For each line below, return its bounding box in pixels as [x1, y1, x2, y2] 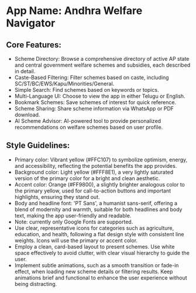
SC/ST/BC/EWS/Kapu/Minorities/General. [14, 80, 115, 87]
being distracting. [14, 280, 57, 287]
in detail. [14, 68, 36, 74]
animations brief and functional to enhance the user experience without [14, 274, 187, 281]
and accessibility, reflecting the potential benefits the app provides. [14, 162, 177, 169]
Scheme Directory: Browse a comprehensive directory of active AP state [14, 56, 190, 62]
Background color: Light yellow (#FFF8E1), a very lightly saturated [14, 168, 174, 175]
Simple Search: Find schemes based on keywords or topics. [14, 87, 159, 93]
